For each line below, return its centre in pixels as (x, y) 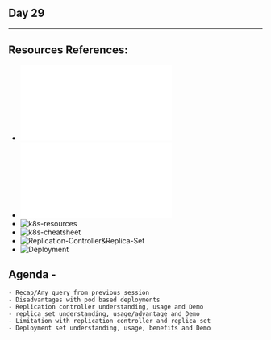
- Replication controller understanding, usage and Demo (106, 307)
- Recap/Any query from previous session (79, 293)
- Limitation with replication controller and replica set (110, 321)
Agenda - (32, 274)
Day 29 (27, 13)
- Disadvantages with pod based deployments (84, 300)
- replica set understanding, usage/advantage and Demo (104, 314)
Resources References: (69, 50)
